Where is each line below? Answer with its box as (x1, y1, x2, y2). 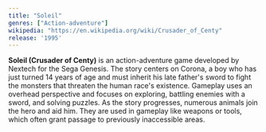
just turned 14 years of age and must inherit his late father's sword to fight (8, 72, 252, 82)
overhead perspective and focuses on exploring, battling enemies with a (8, 89, 245, 99)
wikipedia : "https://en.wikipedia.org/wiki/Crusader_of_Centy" (8, 26, 223, 34)
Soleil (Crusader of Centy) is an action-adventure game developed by (8, 56, 240, 65)
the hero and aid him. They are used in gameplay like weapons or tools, (8, 107, 243, 116)
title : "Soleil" (8, 11, 62, 20)
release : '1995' (8, 33, 62, 42)
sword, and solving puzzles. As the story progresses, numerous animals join (8, 98, 259, 107)
